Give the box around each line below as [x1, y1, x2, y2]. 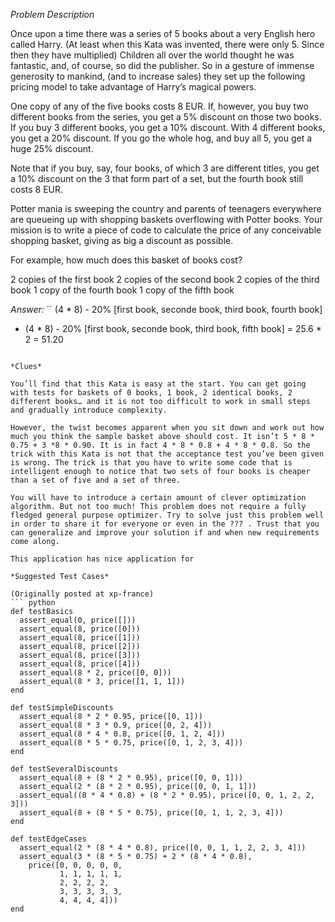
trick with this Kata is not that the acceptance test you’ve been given [10, 449, 325, 459]
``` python [10, 598, 56, 608]
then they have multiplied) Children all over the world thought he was [10, 49, 295, 61]
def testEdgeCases [10, 834, 87, 844]
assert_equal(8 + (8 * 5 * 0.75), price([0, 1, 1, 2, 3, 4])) [19, 808, 284, 818]
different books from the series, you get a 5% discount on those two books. [10, 111, 322, 123]
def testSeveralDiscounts [10, 764, 118, 774]
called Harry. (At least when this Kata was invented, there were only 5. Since [10, 39, 325, 50]
